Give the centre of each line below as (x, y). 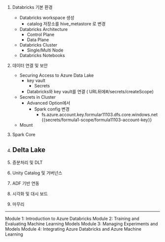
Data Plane (38, 40)
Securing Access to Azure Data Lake (57, 75)
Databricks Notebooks (42, 55)
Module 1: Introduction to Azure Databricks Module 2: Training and (72, 218)
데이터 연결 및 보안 (30, 66)
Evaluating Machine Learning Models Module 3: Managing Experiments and (82, 224)
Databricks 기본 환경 (32, 7)
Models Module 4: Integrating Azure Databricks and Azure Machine (73, 229)
